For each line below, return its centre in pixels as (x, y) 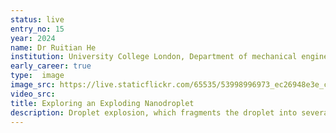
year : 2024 (33, 38)
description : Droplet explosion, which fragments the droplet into (154, 112)
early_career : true (51, 66)
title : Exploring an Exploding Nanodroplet (102, 103)
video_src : (33, 94)
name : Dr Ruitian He (53, 47)
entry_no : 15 (37, 29)
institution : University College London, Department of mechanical (154, 57)
